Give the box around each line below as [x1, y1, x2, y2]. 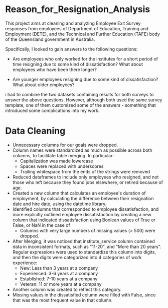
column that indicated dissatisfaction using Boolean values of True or [12, 217, 156, 223]
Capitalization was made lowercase [20, 158, 94, 164]
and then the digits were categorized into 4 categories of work [12, 254, 142, 260]
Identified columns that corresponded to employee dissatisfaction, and [12, 206, 159, 212]
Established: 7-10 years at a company [20, 276, 98, 282]
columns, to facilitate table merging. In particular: [12, 152, 114, 158]
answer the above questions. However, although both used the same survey [5, 97, 162, 103]
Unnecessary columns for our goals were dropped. [12, 142, 118, 148]
